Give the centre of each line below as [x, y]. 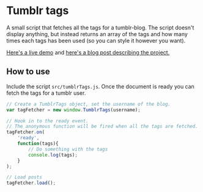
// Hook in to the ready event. [47, 121]
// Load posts [24, 177]
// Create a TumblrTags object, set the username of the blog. [89, 104]
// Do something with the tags [68, 149]
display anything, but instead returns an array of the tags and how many [97, 34]
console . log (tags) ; [53, 155]
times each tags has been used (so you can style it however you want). [96, 40]
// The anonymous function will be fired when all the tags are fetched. [102, 127]
